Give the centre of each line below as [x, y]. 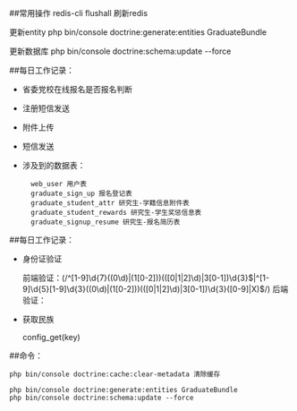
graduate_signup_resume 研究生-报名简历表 [106, 222]
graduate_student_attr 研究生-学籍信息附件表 [110, 203]
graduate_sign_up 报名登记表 [81, 193]
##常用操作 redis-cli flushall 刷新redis [79, 13]
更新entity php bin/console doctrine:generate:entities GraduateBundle [138, 32]
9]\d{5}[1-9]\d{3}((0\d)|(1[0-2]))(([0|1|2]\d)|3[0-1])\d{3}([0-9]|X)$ [144, 289]
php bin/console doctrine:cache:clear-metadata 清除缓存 [115, 374]
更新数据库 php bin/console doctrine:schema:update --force [120, 51]
